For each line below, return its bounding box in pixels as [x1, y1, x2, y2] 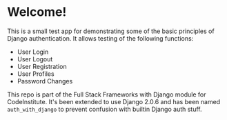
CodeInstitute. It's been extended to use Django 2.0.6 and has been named [7, 97, 221, 106]
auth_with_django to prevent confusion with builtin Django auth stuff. [7, 105, 202, 113]
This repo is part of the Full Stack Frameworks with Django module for [7, 90, 206, 99]
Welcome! [7, 4, 67, 20]
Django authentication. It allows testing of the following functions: [7, 34, 194, 42]
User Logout [17, 54, 53, 63]
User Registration [17, 62, 67, 70]
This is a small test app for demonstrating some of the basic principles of [7, 27, 215, 35]
